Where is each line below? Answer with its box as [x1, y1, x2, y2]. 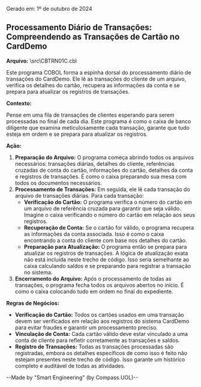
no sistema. [23, 269, 53, 276]
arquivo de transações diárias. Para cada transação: [14, 192, 144, 199]
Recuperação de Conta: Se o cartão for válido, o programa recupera [23, 224, 194, 231]
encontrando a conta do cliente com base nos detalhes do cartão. [23, 237, 187, 244]
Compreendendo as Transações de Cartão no [6, 32, 180, 42]
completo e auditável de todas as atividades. [14, 362, 126, 369]
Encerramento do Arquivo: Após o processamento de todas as [14, 275, 172, 282]
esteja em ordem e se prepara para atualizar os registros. [6, 130, 148, 138]
